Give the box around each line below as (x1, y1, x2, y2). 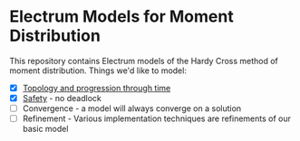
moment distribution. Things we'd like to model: (9, 65, 188, 76)
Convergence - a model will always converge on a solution (22, 103, 242, 114)
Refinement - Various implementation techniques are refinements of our (22, 113, 292, 124)
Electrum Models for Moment (9, 6, 234, 27)
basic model (22, 124, 69, 135)
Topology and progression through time (22, 82, 171, 93)
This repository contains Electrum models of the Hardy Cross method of (9, 55, 279, 66)
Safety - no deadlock (22, 93, 102, 103)
